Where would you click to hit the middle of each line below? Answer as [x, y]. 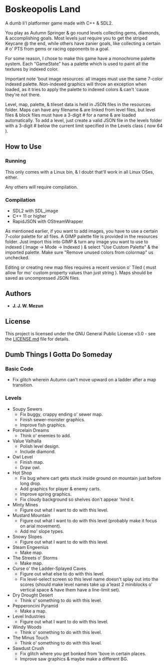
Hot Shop [22, 473]
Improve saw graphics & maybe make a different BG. [74, 658]
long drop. [30, 483]
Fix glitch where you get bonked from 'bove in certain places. [83, 653]
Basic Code [19, 369]
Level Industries [29, 616]
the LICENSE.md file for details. [37, 339]
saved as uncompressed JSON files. [42, 278]
